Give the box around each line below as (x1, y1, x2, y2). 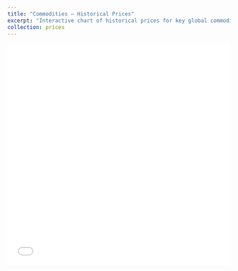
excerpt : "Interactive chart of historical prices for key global (7, 17, 208, 24)
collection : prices (7, 23, 65, 31)
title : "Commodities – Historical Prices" (7, 10, 135, 18)
